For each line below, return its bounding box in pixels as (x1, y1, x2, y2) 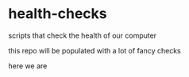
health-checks (8, 5, 107, 23)
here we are (8, 60, 48, 71)
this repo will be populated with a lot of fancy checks (8, 46, 181, 55)
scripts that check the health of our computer (8, 31, 157, 40)
